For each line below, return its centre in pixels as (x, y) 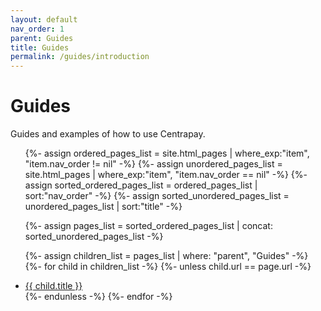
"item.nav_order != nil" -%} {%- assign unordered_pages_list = (153, 164)
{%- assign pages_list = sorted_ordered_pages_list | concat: (148, 226)
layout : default (44, 19)
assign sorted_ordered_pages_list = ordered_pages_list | (141, 185)
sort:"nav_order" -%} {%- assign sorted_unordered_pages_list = (157, 196)
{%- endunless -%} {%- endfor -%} (98, 297)
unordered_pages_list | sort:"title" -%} (103, 207)
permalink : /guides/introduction (80, 57)
